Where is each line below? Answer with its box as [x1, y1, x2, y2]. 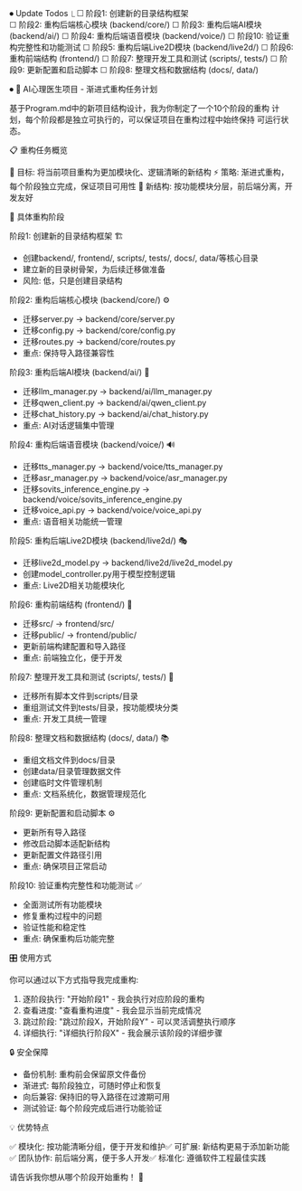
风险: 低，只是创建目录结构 [22, 275, 123, 286]
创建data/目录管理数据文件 [22, 766, 122, 776]
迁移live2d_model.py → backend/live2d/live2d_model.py [22, 557, 233, 568]
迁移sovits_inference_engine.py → [22, 484, 151, 495]
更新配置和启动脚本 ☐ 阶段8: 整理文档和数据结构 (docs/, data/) [26, 64, 260, 75]
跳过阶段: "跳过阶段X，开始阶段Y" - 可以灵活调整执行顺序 [22, 1016, 237, 1026]
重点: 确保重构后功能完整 [22, 933, 115, 943]
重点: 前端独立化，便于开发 [22, 652, 123, 663]
